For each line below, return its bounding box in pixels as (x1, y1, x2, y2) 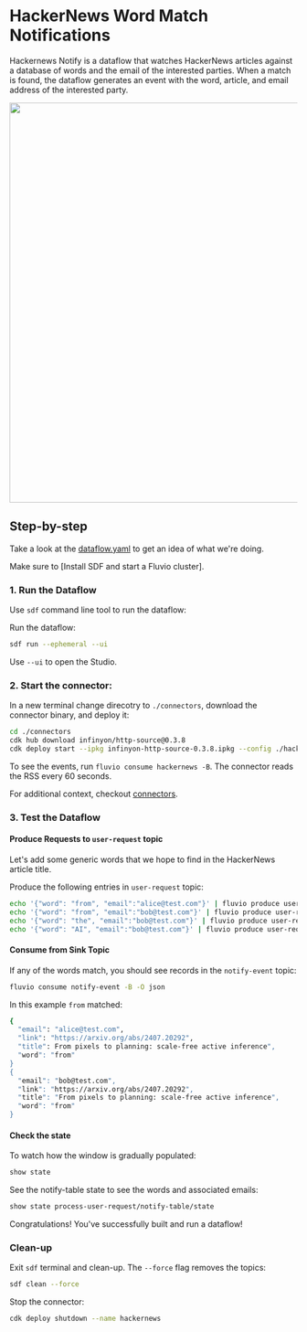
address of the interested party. (9, 84, 129, 95)
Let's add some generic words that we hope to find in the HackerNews (9, 854, 276, 865)
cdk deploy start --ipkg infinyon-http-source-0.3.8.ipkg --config (9, 744, 272, 753)
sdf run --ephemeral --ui (9, 640, 108, 649)
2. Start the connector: (9, 678, 112, 691)
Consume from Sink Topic (9, 944, 111, 955)
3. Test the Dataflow (9, 811, 101, 824)
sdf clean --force (9, 1280, 79, 1289)
